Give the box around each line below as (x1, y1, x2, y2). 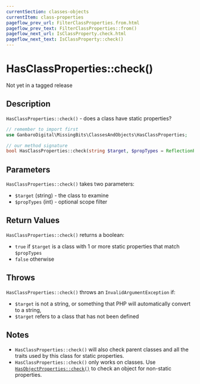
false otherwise (14, 255, 55, 263)
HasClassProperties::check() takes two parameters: (6, 180, 135, 188)
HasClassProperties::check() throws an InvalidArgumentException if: (6, 288, 176, 295)
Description (6, 99, 51, 109)
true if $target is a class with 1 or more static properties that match (14, 242, 180, 250)
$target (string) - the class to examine (14, 192, 109, 199)
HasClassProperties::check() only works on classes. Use (14, 358, 156, 366)
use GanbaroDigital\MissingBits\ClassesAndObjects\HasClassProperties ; (6, 132, 187, 138)
